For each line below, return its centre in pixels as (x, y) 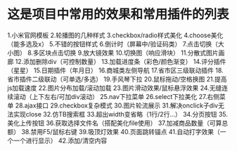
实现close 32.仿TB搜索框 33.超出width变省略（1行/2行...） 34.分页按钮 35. (121, 114)
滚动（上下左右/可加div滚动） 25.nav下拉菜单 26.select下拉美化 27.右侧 (116, 96)
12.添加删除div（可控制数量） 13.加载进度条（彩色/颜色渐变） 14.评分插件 (121, 61)
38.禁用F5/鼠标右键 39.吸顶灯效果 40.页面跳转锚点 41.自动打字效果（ (120, 131)
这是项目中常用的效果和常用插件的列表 (118, 14)
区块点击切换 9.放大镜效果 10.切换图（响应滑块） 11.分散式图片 (129, 53)
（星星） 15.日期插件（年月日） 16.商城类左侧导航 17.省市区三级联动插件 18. (115, 70)
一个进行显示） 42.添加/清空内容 (60, 140)
